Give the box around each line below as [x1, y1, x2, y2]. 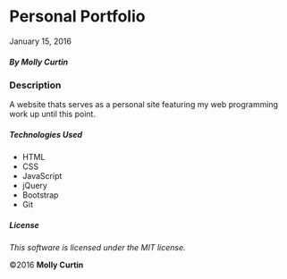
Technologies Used [9, 129, 83, 139]
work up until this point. [9, 109, 97, 120]
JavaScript [21, 171, 63, 182]
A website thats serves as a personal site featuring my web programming [9, 99, 279, 110]
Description [9, 79, 62, 91]
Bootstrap [21, 190, 59, 200]
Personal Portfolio [9, 6, 146, 27]
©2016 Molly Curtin [9, 259, 84, 270]
